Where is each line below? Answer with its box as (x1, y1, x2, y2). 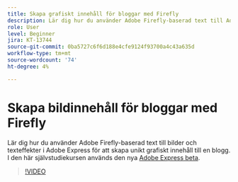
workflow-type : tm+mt (7, 50, 72, 57)
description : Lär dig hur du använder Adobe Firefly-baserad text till (7, 17, 223, 24)
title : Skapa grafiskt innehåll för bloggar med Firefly (7, 10, 179, 18)
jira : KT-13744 (7, 37, 52, 44)
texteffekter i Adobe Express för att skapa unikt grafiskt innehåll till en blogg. (7, 146, 231, 154)
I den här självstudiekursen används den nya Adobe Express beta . (7, 153, 200, 161)
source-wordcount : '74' (7, 57, 78, 64)
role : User (7, 23, 40, 30)
